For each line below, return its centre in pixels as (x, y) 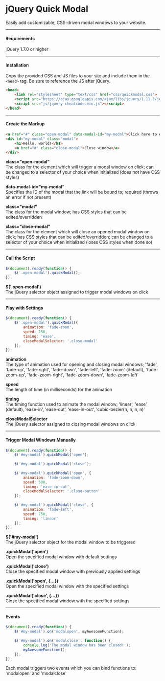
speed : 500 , (35, 482)
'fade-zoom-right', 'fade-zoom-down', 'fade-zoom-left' (83, 375)
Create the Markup (25, 124)
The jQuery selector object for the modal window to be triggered (71, 542)
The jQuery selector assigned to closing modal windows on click (71, 424)
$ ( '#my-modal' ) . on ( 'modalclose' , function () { (63, 641)
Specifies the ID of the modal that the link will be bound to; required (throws (82, 192)
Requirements (20, 38)
